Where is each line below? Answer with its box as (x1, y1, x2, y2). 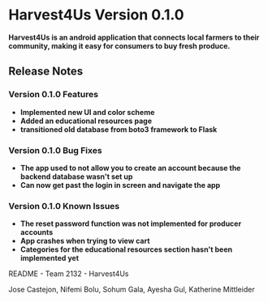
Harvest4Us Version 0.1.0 (8, 6, 184, 24)
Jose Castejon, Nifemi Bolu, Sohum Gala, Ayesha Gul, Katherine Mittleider (8, 285, 255, 295)
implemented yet (19, 253, 80, 263)
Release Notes (8, 65, 84, 79)
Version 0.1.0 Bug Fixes (8, 144, 103, 155)
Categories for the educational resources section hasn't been (19, 245, 233, 254)
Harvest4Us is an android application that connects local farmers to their (8, 32, 260, 42)
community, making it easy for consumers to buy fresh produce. (8, 40, 231, 50)
